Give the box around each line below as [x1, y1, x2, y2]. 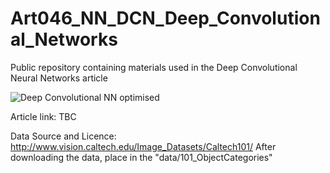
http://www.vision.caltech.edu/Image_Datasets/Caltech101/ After [10, 140, 277, 152]
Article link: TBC [10, 110, 77, 122]
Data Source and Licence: [10, 130, 117, 142]
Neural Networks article [10, 72, 108, 84]
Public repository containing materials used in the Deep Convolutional [10, 61, 298, 73]
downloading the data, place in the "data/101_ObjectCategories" [10, 151, 273, 163]
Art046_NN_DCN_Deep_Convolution [10, 7, 321, 30]
